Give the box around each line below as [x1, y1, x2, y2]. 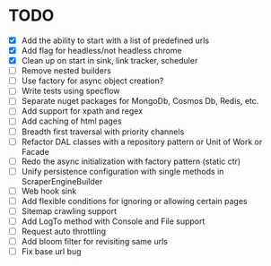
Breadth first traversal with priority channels [21, 126, 185, 137]
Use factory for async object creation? [21, 75, 164, 86]
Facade [21, 146, 50, 157]
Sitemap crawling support [21, 205, 118, 216]
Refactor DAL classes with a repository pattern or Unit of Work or [21, 136, 263, 147]
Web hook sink [21, 185, 77, 196]
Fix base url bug [21, 246, 82, 257]
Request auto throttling [21, 226, 107, 236]
